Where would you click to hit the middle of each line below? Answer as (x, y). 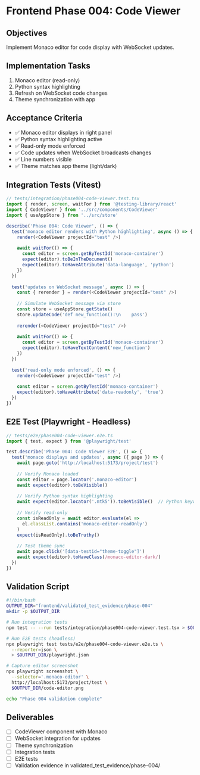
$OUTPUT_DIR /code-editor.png (48, 688)
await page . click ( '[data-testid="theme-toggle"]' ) (81, 552)
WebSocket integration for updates (58, 738)
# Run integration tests (37, 623)
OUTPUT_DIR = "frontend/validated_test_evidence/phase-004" (79, 606)
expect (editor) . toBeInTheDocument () (67, 259)
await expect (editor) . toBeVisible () (62, 485)
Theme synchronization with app (55, 99)
